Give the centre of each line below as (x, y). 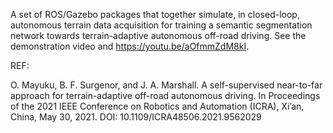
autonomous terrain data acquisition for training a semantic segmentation (161, 25)
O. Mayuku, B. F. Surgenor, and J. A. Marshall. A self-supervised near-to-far (166, 85)
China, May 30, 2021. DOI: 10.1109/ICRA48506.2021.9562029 (136, 117)
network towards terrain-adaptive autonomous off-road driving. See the (158, 35)
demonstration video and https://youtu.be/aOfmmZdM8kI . (130, 46)
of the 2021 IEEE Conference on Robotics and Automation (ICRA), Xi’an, (157, 106)
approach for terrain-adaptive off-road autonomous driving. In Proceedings (165, 95)
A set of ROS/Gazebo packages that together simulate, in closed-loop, (155, 14)
